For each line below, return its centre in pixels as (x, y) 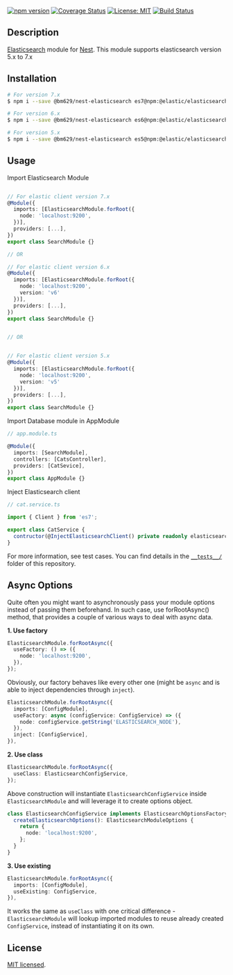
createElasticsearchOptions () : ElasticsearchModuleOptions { (104, 820)
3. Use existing (29, 866)
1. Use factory (27, 631)
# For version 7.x (34, 95)
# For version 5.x (34, 133)
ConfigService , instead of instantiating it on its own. (81, 926)
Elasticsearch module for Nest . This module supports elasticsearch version (114, 49)
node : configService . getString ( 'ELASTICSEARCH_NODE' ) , (101, 722)
